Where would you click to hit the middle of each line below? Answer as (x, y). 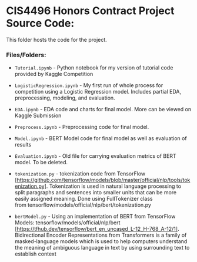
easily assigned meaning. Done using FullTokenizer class (84, 199)
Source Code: (40, 23)
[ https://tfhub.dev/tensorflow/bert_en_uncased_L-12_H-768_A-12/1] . (97, 229)
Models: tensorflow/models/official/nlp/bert (67, 223)
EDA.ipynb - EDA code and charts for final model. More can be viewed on (103, 110)
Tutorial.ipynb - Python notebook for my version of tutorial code (94, 68)
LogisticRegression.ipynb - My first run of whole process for (89, 85)
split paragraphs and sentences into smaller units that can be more (96, 193)
